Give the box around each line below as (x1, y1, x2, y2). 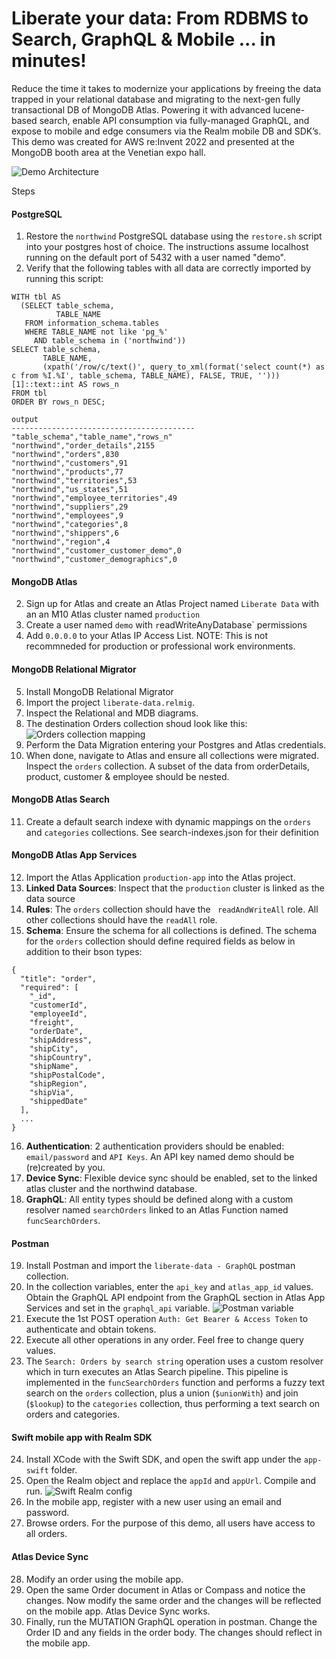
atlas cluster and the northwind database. (25, 1182, 198, 1194)
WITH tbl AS (11, 292, 61, 302)
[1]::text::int (11, 380, 75, 390)
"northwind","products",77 (11, 467, 124, 477)
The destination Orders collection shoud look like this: (25, 717, 248, 729)
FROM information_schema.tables (24, 318, 160, 329)
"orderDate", (29, 1026, 84, 1036)
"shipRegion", (29, 1078, 88, 1089)
